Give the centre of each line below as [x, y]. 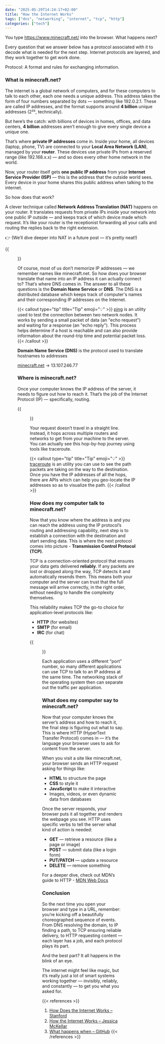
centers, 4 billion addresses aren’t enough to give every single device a [78, 126]
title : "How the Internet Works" [39, 14]
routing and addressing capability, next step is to [79, 531]
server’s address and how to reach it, [80, 722]
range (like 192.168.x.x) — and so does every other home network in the [78, 157]
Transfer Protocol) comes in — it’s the [80, 738]
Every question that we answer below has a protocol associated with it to [79, 47]
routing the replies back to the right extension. [52, 228]
